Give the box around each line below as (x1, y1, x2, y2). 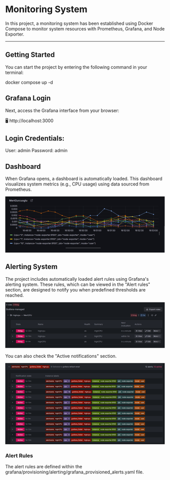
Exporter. (5, 31, 24, 37)
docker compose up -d (5, 79, 53, 85)
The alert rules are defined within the (5, 464, 82, 470)
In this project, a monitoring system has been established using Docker (5, 20, 153, 26)
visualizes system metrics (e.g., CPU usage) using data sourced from (5, 181, 149, 187)
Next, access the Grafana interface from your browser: (5, 107, 120, 114)
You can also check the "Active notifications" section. (5, 353, 117, 359)
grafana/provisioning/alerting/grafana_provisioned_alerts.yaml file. (5, 469, 144, 475)
